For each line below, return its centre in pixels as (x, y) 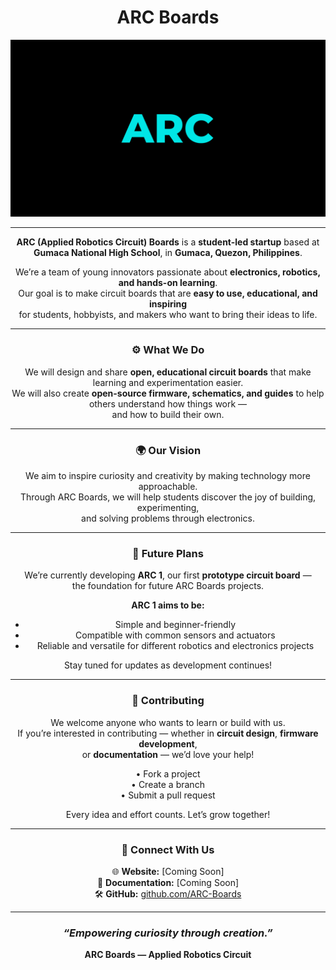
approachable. (168, 487)
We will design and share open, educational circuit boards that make (168, 372)
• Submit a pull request (168, 795)
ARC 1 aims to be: (168, 605)
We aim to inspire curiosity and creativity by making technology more (168, 476)
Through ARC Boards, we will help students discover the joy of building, (168, 497)
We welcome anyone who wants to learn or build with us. (168, 722)
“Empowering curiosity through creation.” (168, 933)
